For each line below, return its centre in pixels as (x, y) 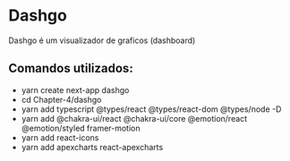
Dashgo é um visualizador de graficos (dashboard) (102, 40)
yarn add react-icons (60, 137)
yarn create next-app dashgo (75, 89)
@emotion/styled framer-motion (81, 128)
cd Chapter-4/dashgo (61, 99)
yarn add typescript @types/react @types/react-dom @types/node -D (151, 109)
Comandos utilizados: (71, 68)
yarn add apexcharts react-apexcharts (92, 147)
